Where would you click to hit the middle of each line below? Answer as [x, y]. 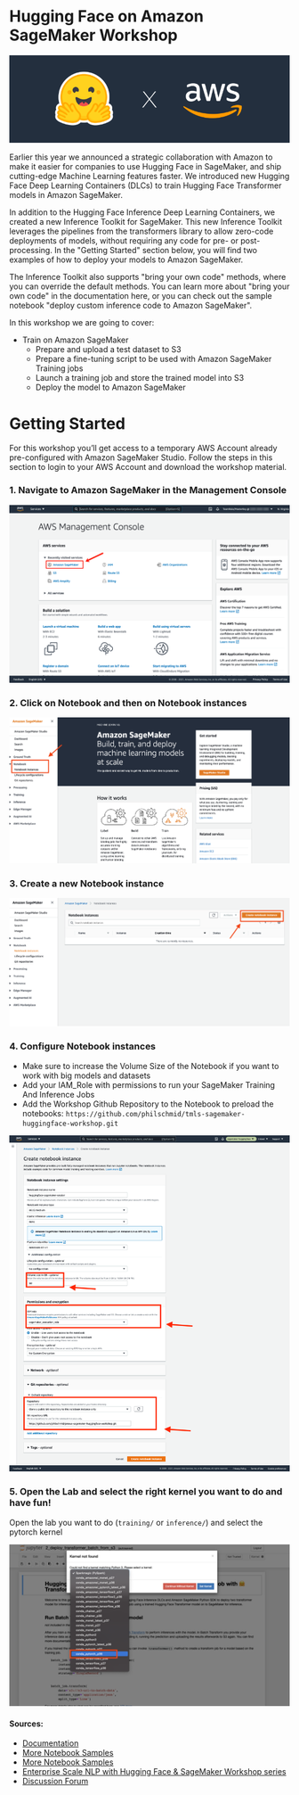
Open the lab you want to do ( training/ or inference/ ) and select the [136, 1522]
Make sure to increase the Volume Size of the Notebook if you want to [150, 1066]
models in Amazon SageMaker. [66, 195]
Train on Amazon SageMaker [75, 340]
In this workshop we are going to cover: [82, 323]
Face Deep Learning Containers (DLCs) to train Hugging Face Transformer [145, 185]
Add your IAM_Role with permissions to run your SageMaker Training [149, 1084]
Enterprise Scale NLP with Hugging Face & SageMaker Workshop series [154, 1772]
